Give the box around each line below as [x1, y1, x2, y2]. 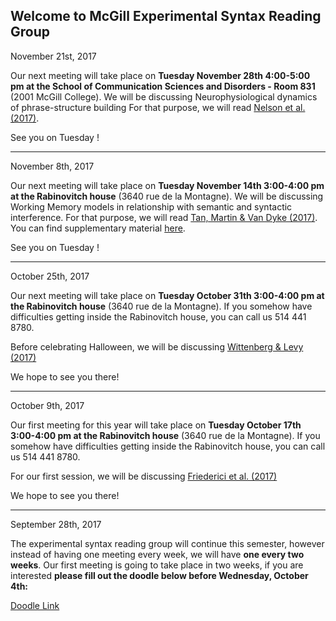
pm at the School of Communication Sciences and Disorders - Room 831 [10, 80, 316, 92]
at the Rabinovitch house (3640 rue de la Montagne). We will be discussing [10, 190, 324, 202]
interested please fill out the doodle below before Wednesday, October [10, 569, 309, 581]
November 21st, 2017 [10, 50, 97, 62]
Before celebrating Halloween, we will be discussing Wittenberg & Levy [10, 340, 304, 353]
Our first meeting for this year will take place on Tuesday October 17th [10, 419, 302, 431]
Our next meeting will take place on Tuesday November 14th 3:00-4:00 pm [10, 179, 325, 191]
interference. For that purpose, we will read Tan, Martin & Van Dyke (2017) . [10, 211, 318, 223]
